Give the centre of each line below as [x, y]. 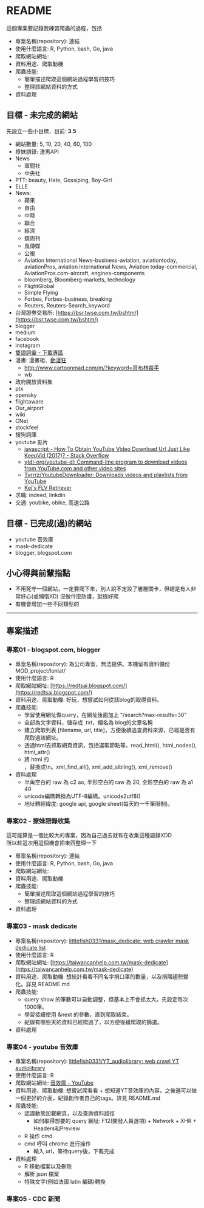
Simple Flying [41, 292]
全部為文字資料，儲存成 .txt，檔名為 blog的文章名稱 [88, 722]
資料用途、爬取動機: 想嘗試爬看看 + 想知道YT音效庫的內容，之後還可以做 [106, 1090]
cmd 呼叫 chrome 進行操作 [57, 1144]
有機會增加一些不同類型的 [47, 604]
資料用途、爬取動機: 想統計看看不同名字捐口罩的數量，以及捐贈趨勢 [99, 976]
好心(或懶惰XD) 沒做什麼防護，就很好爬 [70, 597]
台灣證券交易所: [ [36, 312]
